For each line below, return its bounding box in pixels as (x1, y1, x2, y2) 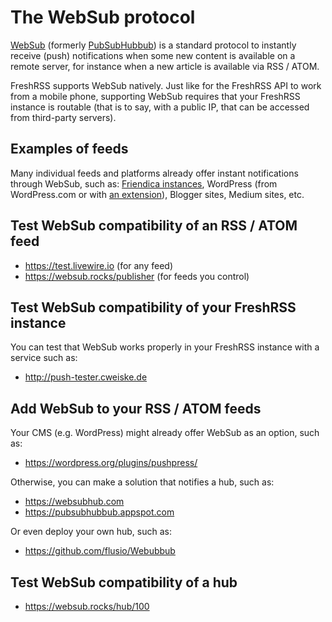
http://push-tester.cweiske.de (24, 371, 148, 383)
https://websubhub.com (24, 496, 125, 508)
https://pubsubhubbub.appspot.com (24, 506, 175, 518)
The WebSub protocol (10, 6, 196, 29)
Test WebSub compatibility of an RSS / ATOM (10, 217, 298, 235)
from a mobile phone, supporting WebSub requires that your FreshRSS (10, 90, 301, 102)
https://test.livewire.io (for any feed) (24, 259, 174, 271)
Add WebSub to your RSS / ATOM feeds (10, 400, 262, 417)
